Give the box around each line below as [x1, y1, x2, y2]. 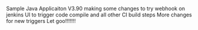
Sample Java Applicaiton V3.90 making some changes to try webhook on [6, 5, 186, 12]
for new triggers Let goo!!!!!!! [6, 18, 76, 24]
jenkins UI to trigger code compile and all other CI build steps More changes [6, 11, 193, 18]
